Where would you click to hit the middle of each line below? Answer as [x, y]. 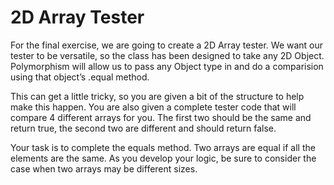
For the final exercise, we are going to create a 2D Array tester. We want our [167, 45]
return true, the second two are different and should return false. [143, 128]
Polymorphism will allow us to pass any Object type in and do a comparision [167, 66]
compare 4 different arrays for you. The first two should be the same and [161, 117]
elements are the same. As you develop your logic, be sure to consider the [163, 158]
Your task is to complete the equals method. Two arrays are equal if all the [163, 147]
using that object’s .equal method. [80, 77]
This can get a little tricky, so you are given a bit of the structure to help [157, 96]
